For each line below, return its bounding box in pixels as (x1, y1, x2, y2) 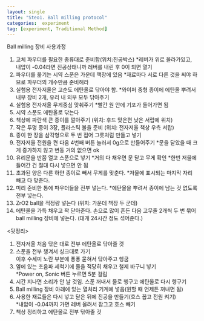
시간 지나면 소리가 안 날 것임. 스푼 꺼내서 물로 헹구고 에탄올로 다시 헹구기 (15, 278, 187, 285)
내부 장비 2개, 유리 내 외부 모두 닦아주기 (15, 94, 110, 101)
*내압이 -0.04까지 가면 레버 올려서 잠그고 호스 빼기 (15, 300, 136, 308)
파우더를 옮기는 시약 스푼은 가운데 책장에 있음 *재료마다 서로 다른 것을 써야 (15, 71, 191, 79)
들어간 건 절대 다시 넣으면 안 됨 (15, 161, 88, 169)
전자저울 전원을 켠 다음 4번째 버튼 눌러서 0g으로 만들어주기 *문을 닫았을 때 (15, 139, 191, 146)
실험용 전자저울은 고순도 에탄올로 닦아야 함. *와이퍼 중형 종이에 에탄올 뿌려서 (15, 86, 196, 94)
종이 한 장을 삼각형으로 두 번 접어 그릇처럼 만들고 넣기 (15, 131, 142, 139)
